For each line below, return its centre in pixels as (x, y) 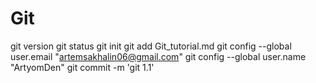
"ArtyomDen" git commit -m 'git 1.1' (82, 67)
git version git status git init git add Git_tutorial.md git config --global (151, 46)
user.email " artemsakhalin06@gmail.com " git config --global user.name (158, 56)
